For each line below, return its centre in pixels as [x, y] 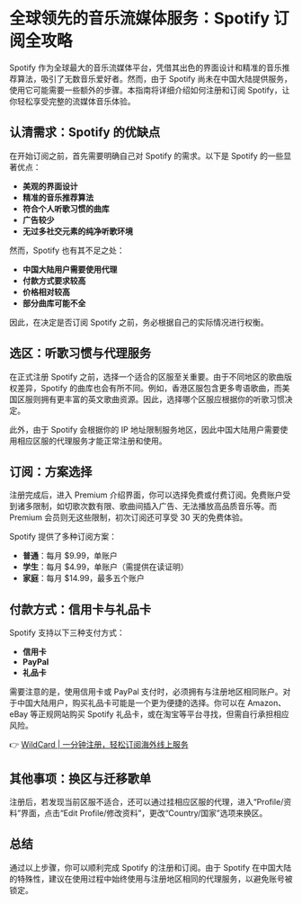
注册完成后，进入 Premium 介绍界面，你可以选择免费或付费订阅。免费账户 [146, 495]
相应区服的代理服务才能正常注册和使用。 [92, 441]
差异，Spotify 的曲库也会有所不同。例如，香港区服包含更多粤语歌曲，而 [149, 388]
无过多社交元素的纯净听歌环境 [77, 231]
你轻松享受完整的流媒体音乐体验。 [72, 101]
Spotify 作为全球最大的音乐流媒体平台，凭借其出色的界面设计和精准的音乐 [146, 67]
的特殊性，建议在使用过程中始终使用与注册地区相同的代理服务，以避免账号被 [151, 879]
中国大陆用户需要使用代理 [70, 269]
